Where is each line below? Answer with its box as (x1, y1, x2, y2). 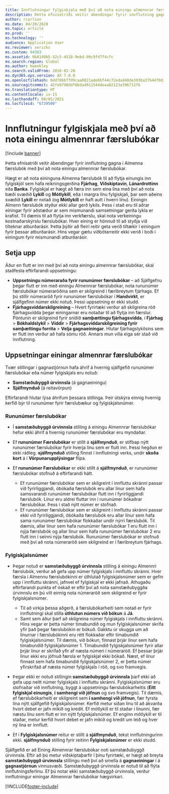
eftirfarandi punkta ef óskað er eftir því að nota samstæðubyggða (12, 585, 148, 591)
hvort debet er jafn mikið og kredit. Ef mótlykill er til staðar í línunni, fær (12, 706, 160, 712)
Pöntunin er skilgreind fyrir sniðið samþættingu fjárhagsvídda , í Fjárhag (12, 315, 163, 321)
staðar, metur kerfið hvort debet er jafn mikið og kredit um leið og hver (12, 717, 158, 723)
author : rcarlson (5, 17, 42, 22)
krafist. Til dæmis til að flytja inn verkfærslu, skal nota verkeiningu (5, 213, 142, 219)
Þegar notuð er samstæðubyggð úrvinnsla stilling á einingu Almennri (12, 563, 157, 569)
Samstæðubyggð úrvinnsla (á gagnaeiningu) (12, 379, 107, 385)
